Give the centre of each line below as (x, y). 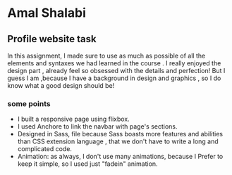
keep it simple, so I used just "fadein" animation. (87, 164)
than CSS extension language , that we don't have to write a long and (118, 141)
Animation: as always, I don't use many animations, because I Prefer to (120, 157)
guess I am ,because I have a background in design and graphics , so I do (114, 78)
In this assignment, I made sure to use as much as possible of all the (106, 56)
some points (29, 103)
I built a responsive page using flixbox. (73, 119)
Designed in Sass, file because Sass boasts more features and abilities (120, 134)
